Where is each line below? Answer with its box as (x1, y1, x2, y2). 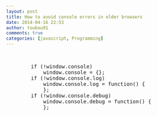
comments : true (6, 30, 43, 36)
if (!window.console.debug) (30, 93, 111, 99)
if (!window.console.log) (30, 75, 105, 82)
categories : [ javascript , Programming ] (6, 36, 104, 41)
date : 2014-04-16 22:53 (6, 19, 64, 25)
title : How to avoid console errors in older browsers (6, 14, 143, 20)
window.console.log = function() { (43, 81, 145, 87)
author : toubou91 (6, 24, 49, 31)
